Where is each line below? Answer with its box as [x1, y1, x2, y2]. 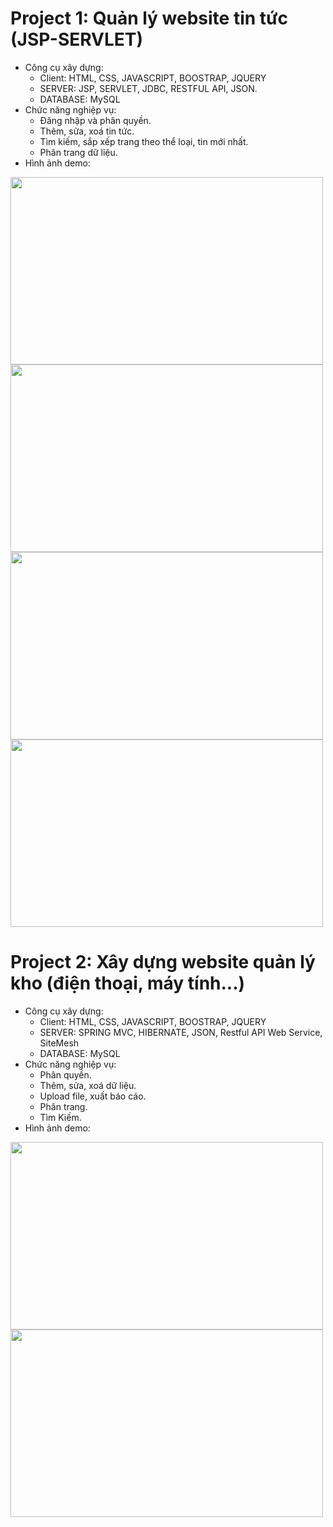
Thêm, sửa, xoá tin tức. [39, 125, 135, 137]
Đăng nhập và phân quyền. [39, 114, 152, 126]
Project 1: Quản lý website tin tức [10, 7, 288, 30]
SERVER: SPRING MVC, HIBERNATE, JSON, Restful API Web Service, [39, 1026, 323, 1038]
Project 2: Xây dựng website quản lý [10, 951, 316, 974]
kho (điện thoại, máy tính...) [10, 972, 246, 995]
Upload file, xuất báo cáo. [39, 1090, 147, 1102]
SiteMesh [39, 1037, 80, 1049]
